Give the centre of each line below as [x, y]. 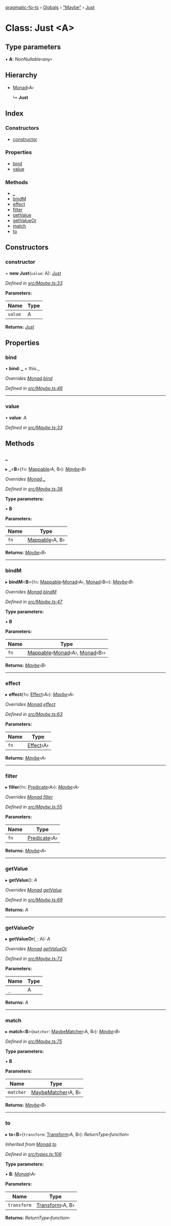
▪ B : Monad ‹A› [21, 1174]
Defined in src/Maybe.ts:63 [34, 714]
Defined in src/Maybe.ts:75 [34, 1041]
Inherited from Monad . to [31, 1144]
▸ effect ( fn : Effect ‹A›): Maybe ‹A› [39, 694]
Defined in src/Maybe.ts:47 [34, 601]
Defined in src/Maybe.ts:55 [34, 807]
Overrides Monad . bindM [31, 592]
